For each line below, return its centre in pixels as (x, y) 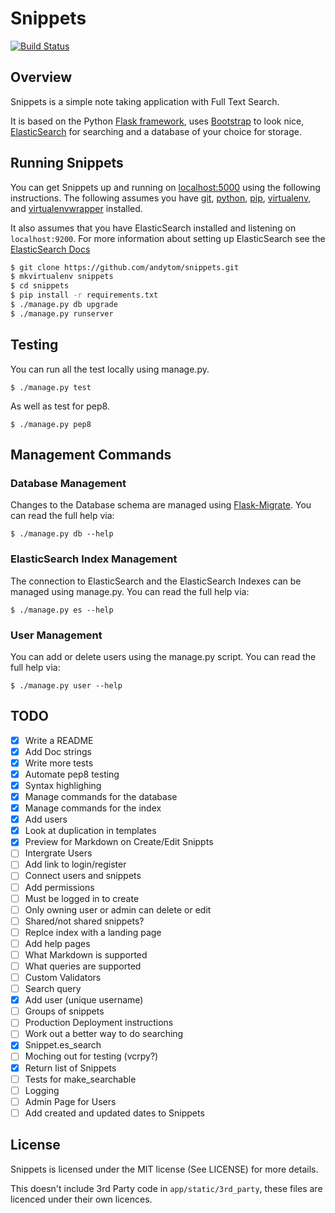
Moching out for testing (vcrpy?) (91, 1056)
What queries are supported (83, 966)
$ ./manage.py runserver (62, 313)
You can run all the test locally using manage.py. (110, 369)
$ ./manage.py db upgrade (64, 305)
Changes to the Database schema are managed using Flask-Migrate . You (161, 505)
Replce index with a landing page (93, 932)
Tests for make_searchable (80, 1079)
